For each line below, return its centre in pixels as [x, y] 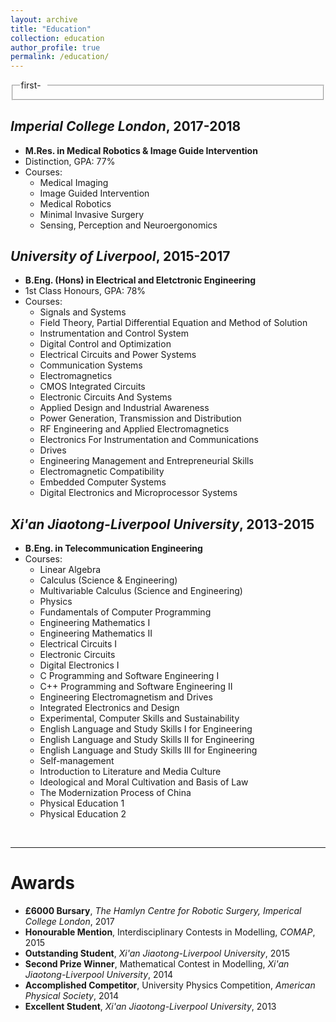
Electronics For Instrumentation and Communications [149, 440]
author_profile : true [55, 47]
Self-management [77, 761]
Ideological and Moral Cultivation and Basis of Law [144, 782]
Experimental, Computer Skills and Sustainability [139, 718]
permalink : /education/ [60, 57]
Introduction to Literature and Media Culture [130, 772]
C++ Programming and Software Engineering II [136, 687]
